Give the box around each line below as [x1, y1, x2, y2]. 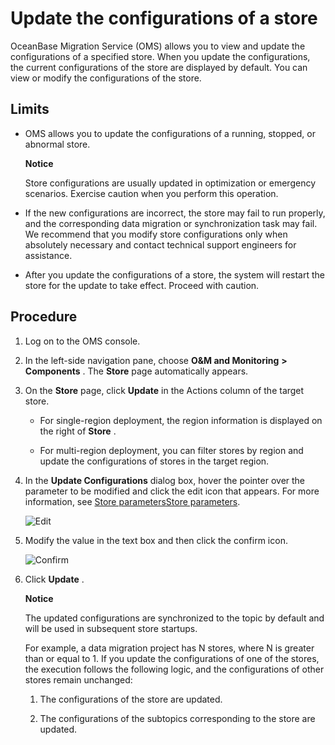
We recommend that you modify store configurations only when [24, 228, 288, 240]
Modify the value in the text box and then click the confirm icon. [24, 534, 288, 546]
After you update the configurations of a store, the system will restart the [24, 268, 325, 281]
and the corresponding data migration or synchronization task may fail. [24, 217, 318, 229]
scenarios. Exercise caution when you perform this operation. [24, 187, 279, 199]
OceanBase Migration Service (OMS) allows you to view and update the [10, 40, 306, 52]
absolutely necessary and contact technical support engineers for [24, 238, 297, 251]
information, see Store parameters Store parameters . [24, 495, 241, 507]
